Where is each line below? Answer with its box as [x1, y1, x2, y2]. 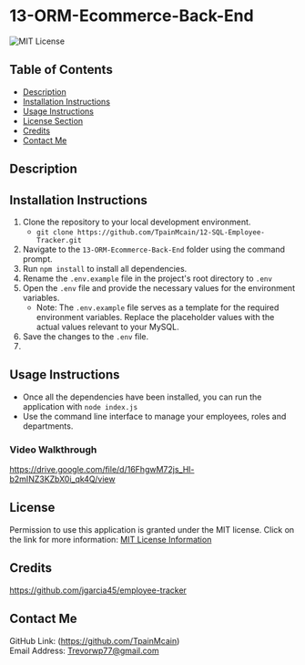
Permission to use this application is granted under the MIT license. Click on [9, 524, 295, 535]
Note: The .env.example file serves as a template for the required [36, 302, 280, 313]
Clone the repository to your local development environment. [22, 216, 251, 227]
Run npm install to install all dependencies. [22, 263, 188, 274]
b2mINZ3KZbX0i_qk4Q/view [9, 473, 116, 484]
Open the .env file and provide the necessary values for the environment [22, 282, 296, 293]
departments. [22, 421, 74, 431]
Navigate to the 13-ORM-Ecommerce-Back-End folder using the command [22, 244, 285, 255]
